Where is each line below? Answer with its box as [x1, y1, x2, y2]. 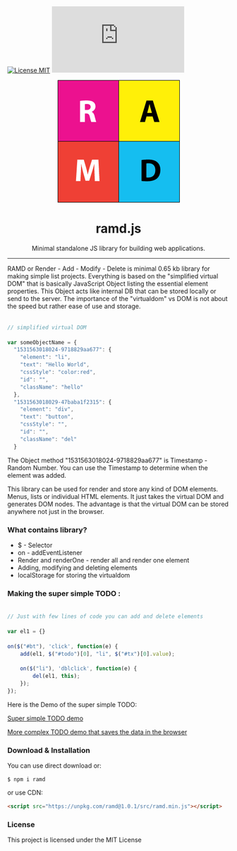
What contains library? [7, 524, 87, 534]
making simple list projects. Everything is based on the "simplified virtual [7, 271, 219, 280]
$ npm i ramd [7, 776, 46, 783]
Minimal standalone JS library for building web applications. [31, 244, 206, 252]
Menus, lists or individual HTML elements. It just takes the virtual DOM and [7, 492, 224, 500]
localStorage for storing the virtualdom [17, 570, 130, 579]
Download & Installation [7, 745, 90, 755]
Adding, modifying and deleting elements [17, 563, 138, 572]
